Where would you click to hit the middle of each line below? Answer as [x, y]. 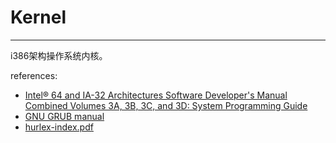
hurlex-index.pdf [59, 127]
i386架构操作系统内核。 [59, 55]
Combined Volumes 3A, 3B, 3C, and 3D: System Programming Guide [166, 105]
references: [34, 75]
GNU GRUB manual [64, 116]
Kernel [38, 17]
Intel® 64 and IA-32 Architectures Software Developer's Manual [156, 95]
